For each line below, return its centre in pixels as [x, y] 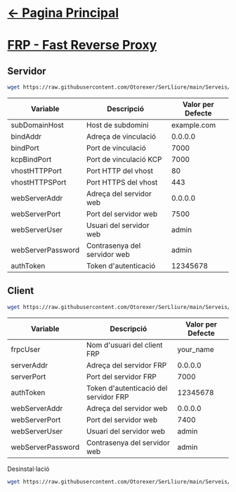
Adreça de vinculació [122, 137]
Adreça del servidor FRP [127, 365]
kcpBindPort [31, 160]
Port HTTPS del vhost [122, 182]
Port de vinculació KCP [124, 160]
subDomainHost [38, 125]
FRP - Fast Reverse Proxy [82, 45]
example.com [194, 125]
